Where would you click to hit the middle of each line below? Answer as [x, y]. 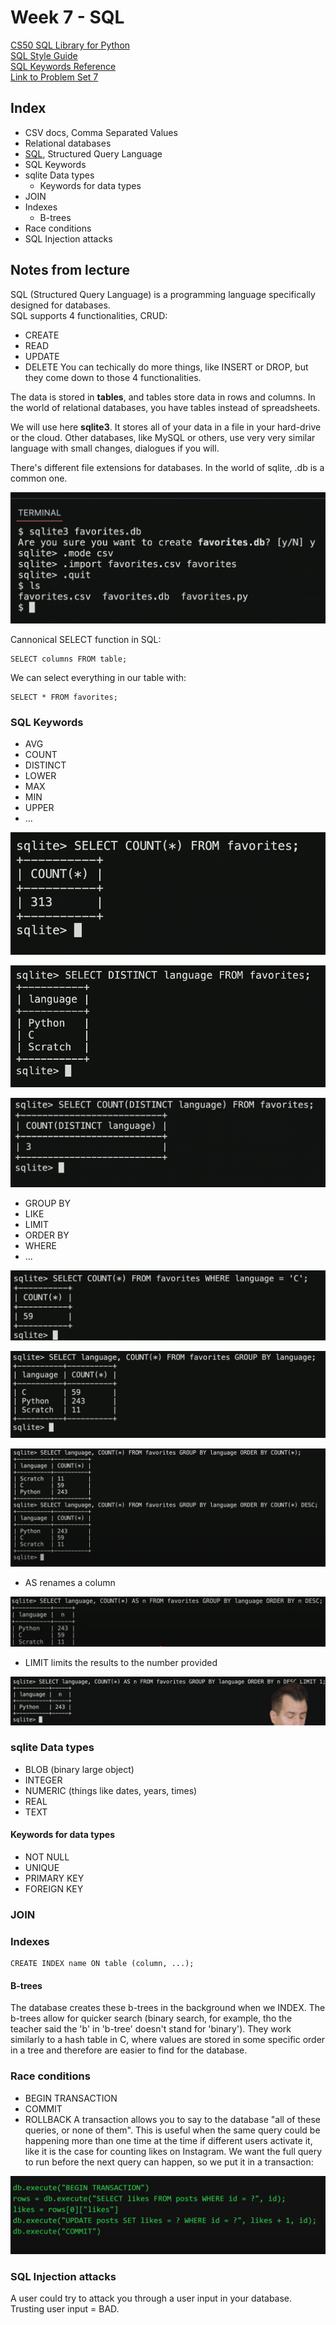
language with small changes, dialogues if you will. [115, 448]
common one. [39, 478]
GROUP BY [47, 1203]
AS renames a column [70, 1582]
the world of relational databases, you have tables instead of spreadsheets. [165, 407]
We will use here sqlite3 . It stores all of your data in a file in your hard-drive [166, 427]
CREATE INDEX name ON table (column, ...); [102, 1964]
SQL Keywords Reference [63, 66]
